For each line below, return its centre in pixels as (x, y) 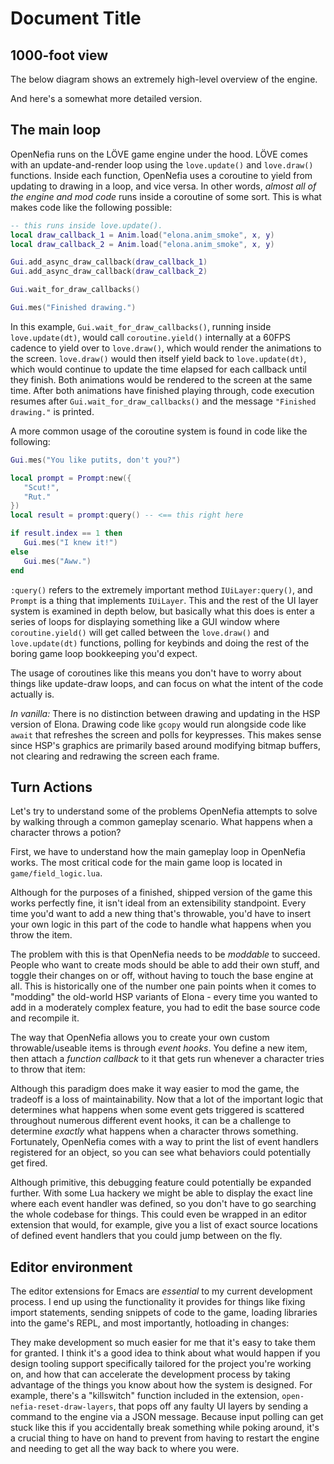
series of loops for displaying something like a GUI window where (145, 621)
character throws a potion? (66, 833)
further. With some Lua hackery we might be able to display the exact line (161, 1193)
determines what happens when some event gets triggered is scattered (157, 1110)
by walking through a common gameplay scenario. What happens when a (161, 822)
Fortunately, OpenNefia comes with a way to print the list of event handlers (164, 1142)
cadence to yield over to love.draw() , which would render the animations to (166, 348)
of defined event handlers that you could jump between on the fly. (146, 1236)
